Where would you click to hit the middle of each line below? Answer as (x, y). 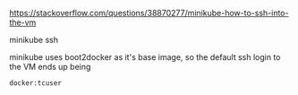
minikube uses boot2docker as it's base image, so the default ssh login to (145, 57)
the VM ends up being (50, 67)
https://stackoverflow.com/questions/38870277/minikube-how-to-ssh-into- (149, 13)
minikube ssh (34, 40)
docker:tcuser (36, 83)
